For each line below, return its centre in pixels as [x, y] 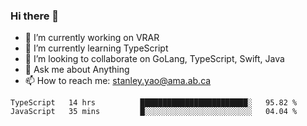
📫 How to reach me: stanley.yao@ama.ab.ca [118, 81]
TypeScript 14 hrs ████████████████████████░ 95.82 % [154, 103]
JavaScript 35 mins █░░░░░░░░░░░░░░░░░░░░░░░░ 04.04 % [154, 112]
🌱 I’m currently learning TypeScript [96, 48]
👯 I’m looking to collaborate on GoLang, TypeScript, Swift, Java [154, 59]
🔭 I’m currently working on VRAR [92, 38]
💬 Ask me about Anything [77, 70]
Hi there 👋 [35, 16]
